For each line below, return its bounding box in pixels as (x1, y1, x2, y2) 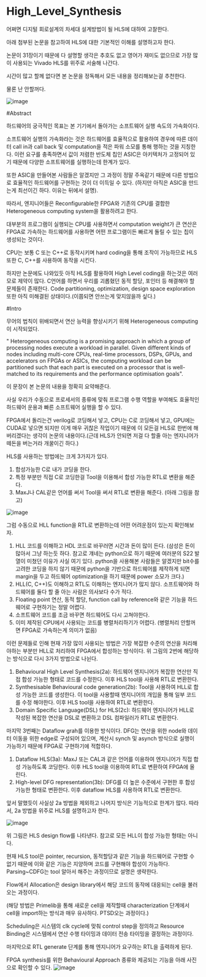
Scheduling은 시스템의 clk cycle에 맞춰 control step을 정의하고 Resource (6, 922, 185, 930)
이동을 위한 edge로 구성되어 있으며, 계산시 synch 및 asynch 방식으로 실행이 (12, 734, 195, 742)
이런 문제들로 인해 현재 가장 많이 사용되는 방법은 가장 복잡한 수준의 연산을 (6, 639, 181, 647)
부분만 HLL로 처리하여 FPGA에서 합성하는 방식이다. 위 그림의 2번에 (22, 647, 183, 655)
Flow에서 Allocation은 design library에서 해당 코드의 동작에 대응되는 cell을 (6, 881, 187, 888)
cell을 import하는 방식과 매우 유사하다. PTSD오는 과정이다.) (6, 909, 149, 916)
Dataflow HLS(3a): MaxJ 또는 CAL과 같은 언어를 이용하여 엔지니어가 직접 (15, 755, 193, 763)
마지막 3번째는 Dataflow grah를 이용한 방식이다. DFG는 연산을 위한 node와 (6, 726, 187, 734)
